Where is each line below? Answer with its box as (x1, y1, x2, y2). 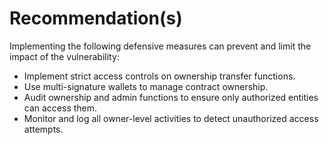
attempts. (23, 123, 64, 135)
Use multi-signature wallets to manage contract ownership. (23, 80, 269, 92)
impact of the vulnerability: (9, 50, 120, 62)
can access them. (23, 102, 98, 114)
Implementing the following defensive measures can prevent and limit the (9, 40, 312, 52)
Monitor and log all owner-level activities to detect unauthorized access (23, 112, 319, 124)
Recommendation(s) (9, 7, 183, 30)
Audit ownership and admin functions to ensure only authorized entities (23, 91, 319, 103)
